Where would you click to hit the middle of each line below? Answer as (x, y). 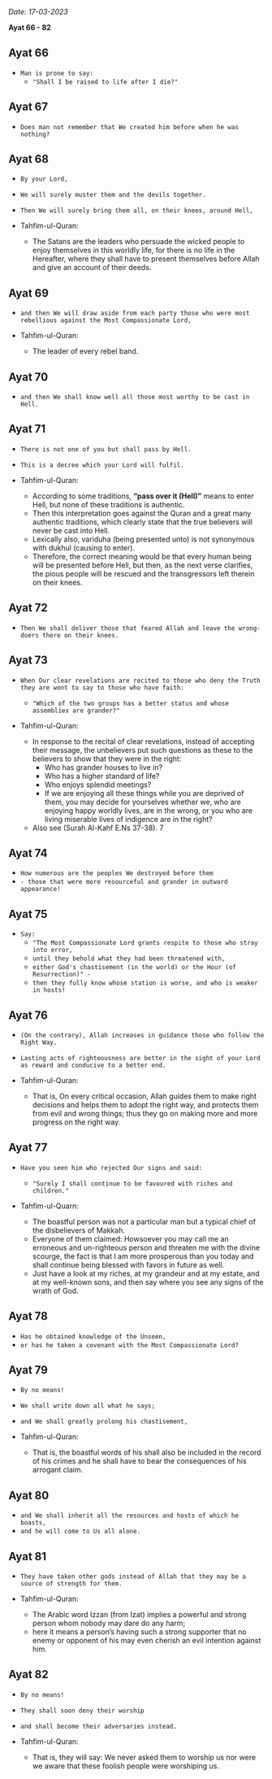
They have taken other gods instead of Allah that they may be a (133, 1577)
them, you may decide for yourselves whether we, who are (142, 802)
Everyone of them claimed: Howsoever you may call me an (130, 1238)
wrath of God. (55, 1290)
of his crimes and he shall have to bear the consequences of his (139, 1461)
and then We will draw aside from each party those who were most (135, 313)
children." (51, 1190)
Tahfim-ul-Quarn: (49, 1206)
